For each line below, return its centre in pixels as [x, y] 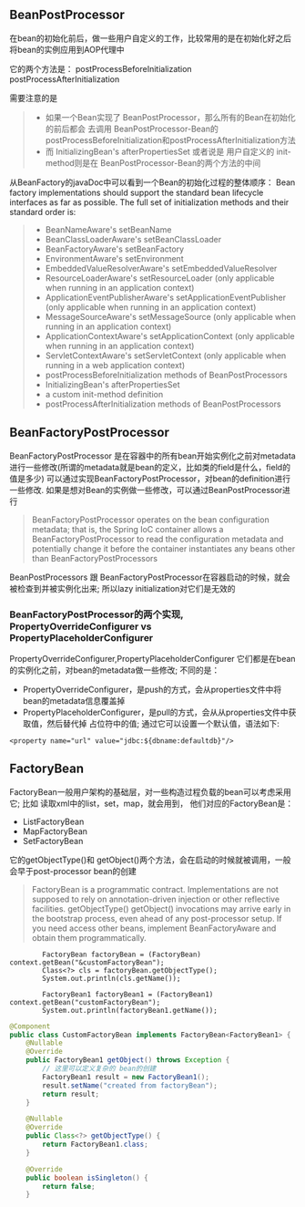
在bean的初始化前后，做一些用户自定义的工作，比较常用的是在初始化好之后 [151, 38]
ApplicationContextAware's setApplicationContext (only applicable [170, 335]
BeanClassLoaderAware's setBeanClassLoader [133, 239]
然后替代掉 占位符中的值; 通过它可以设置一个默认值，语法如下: [163, 723]
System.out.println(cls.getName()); [112, 978]
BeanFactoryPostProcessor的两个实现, [97, 614]
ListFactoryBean [53, 821]
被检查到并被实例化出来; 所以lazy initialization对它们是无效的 [122, 588]
